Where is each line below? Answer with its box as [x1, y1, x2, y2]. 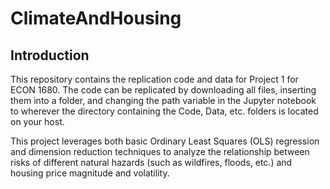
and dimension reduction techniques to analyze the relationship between [10, 146, 310, 157]
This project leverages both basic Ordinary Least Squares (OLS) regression [10, 135, 320, 147]
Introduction [10, 47, 90, 64]
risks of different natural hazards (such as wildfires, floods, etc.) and [10, 157, 293, 168]
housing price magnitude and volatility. [10, 167, 170, 179]
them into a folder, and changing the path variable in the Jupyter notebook [10, 95, 317, 106]
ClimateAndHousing [10, 7, 182, 30]
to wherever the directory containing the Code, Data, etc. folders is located [10, 105, 319, 117]
